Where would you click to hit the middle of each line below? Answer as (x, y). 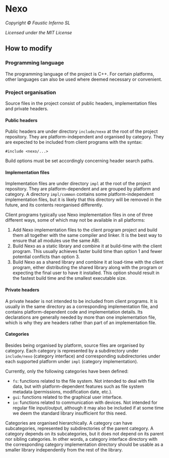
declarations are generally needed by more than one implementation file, (81, 317)
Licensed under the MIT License (39, 32)
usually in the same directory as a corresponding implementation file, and (81, 307)
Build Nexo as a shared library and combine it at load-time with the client (88, 262)
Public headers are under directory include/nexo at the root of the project (81, 131)
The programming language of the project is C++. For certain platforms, (80, 74)
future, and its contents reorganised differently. (54, 205)
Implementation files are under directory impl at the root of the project (78, 184)
